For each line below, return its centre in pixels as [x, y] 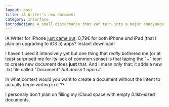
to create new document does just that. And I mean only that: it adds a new [84, 64]
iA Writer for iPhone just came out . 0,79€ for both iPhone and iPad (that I [81, 38]
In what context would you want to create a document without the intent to [83, 79]
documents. [18, 100]
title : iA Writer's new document [40, 15]
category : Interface [27, 19]
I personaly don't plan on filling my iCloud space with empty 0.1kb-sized [80, 94]
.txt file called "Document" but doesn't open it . [54, 70]
